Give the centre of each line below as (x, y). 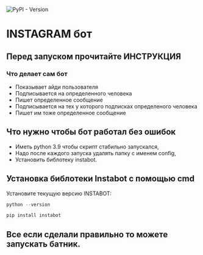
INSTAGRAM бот (49, 34)
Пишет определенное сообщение (59, 100)
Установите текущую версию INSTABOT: (59, 193)
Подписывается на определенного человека (73, 93)
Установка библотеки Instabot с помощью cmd (101, 179)
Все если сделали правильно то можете (87, 234)
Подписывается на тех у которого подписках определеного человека (106, 106)
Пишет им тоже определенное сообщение (70, 113)
